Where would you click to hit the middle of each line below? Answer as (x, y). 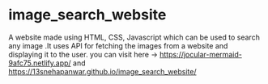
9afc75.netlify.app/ (40, 63)
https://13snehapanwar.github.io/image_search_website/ (102, 71)
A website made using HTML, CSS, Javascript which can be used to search (134, 37)
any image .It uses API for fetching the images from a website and (118, 45)
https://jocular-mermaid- (201, 54)
